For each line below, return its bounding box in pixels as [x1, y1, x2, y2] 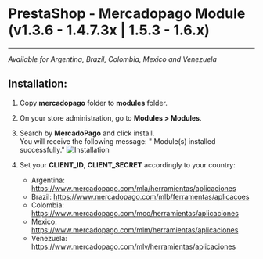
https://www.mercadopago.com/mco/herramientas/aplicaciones [31, 208, 239, 218]
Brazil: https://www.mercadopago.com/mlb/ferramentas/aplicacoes [31, 192, 250, 201]
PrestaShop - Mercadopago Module [8, 5, 246, 23]
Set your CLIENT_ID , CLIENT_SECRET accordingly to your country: [19, 160, 236, 169]
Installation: [8, 77, 68, 91]
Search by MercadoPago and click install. [19, 128, 155, 138]
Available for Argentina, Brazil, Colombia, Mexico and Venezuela [8, 54, 217, 63]
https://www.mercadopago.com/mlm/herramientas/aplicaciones [31, 225, 239, 235]
